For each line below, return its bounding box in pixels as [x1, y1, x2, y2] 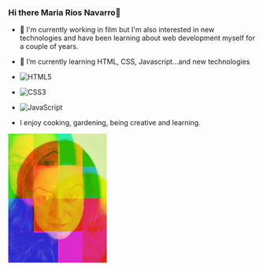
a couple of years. [19, 42, 79, 51]
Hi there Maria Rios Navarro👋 [8, 7, 121, 18]
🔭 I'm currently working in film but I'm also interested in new [19, 25, 215, 35]
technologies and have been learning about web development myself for [19, 33, 256, 43]
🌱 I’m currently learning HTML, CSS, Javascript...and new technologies [19, 57, 250, 66]
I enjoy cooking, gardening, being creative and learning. [19, 118, 201, 128]
